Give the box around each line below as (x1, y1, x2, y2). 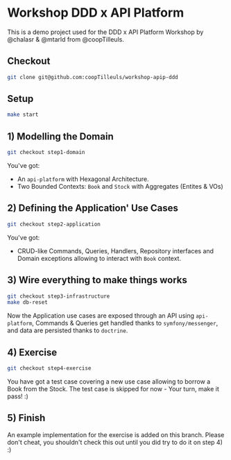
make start (7, 111, 39, 119)
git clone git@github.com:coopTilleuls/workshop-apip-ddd (7, 74, 178, 80)
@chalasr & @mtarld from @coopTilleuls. (7, 35, 125, 43)
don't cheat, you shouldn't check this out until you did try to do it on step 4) (7, 438, 223, 446)
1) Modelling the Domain (7, 130, 114, 142)
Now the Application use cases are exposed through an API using (7, 312, 195, 320)
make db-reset (7, 299, 49, 306)
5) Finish (7, 412, 46, 424)
